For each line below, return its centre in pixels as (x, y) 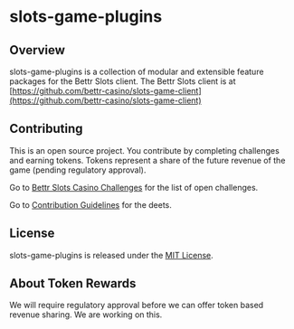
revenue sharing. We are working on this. (86, 315)
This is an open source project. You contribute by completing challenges (145, 150)
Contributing (46, 129)
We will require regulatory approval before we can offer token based (137, 305)
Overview (38, 50)
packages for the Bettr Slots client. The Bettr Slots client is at (123, 81)
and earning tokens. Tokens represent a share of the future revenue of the (147, 160)
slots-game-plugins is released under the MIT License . (112, 255)
